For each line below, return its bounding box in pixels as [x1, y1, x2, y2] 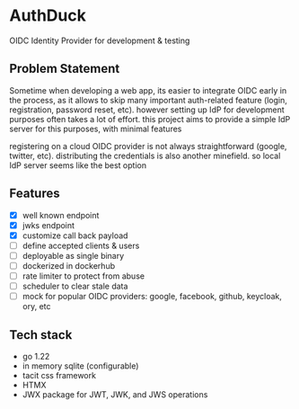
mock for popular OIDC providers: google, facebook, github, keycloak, [22, 291, 283, 302]
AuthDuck [9, 5, 87, 26]
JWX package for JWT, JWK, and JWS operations [22, 388, 208, 400]
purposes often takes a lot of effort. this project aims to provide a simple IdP [9, 113, 291, 124]
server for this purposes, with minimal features [9, 123, 182, 134]
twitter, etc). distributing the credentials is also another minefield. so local [9, 150, 281, 161]
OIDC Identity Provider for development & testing [9, 35, 190, 46]
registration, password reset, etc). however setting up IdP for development [9, 104, 285, 115]
